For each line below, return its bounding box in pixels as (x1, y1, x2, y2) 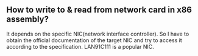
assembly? (6, 14, 49, 25)
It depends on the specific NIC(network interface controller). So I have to (6, 30, 189, 37)
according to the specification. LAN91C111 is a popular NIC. (6, 43, 154, 50)
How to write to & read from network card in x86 (6, 5, 192, 15)
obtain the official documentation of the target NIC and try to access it (6, 36, 182, 44)
